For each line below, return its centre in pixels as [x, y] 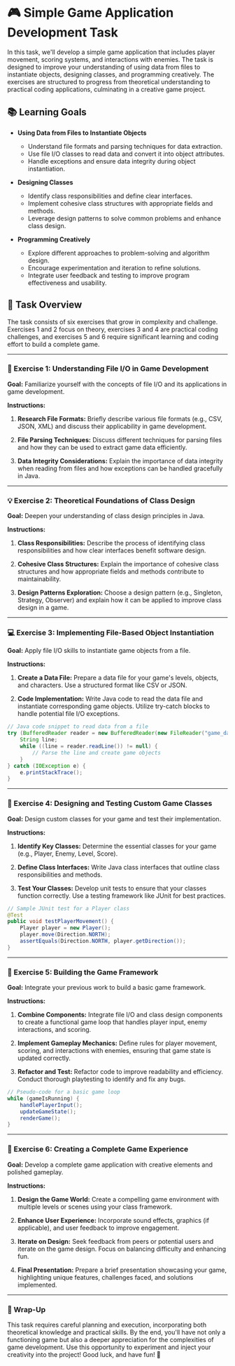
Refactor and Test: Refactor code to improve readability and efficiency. [120, 1072]
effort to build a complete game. [54, 344]
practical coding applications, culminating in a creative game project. [107, 89]
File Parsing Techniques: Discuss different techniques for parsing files [120, 439]
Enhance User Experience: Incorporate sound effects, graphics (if [113, 1220]
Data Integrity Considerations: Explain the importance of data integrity [120, 460]
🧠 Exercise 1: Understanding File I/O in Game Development [108, 369]
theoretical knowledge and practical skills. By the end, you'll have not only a [116, 1332]
